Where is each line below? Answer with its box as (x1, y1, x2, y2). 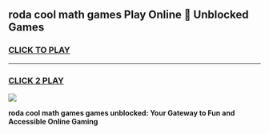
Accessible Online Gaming (8, 116, 98, 126)
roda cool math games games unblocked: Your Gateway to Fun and (8, 108, 235, 117)
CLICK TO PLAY (8, 45, 70, 56)
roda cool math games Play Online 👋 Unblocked (8, 8, 249, 22)
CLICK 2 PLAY (8, 75, 64, 86)
